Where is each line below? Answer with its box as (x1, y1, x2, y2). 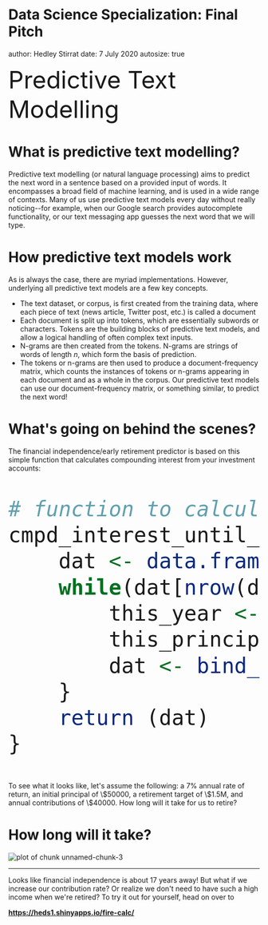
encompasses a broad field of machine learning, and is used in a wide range (8, 186, 259, 196)
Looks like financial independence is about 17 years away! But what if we (8, 875, 248, 884)
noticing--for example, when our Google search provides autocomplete (8, 203, 243, 212)
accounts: (8, 463, 41, 473)
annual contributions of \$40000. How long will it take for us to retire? (8, 797, 238, 808)
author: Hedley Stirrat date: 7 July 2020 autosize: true (8, 49, 185, 58)
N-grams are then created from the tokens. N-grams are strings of (19, 341, 238, 351)
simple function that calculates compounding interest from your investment (8, 455, 255, 464)
